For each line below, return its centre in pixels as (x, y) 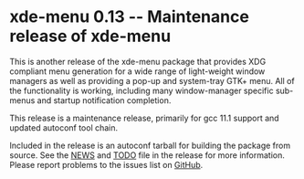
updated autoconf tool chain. (64, 127)
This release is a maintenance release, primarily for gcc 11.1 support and (145, 118)
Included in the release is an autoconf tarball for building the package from (150, 145)
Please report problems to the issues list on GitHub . (106, 164)
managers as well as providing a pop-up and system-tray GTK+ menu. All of (152, 80)
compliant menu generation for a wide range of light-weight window (137, 71)
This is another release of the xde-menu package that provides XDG (138, 61)
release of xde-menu (90, 36)
